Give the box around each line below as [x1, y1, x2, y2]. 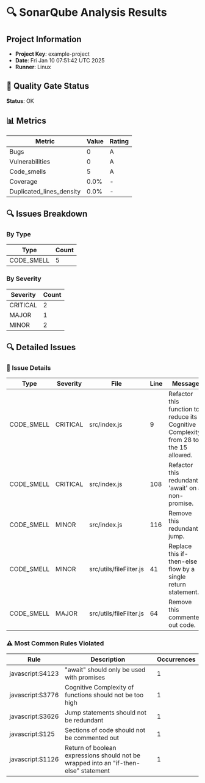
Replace [168, 542, 192, 550]
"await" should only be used [65, 665, 146, 674]
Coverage [9, 177, 38, 185]
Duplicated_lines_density [9, 187, 81, 195]
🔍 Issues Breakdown [6, 209, 88, 219]
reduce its [168, 413, 197, 421]
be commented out [65, 733, 120, 742]
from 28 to [168, 436, 200, 444]
